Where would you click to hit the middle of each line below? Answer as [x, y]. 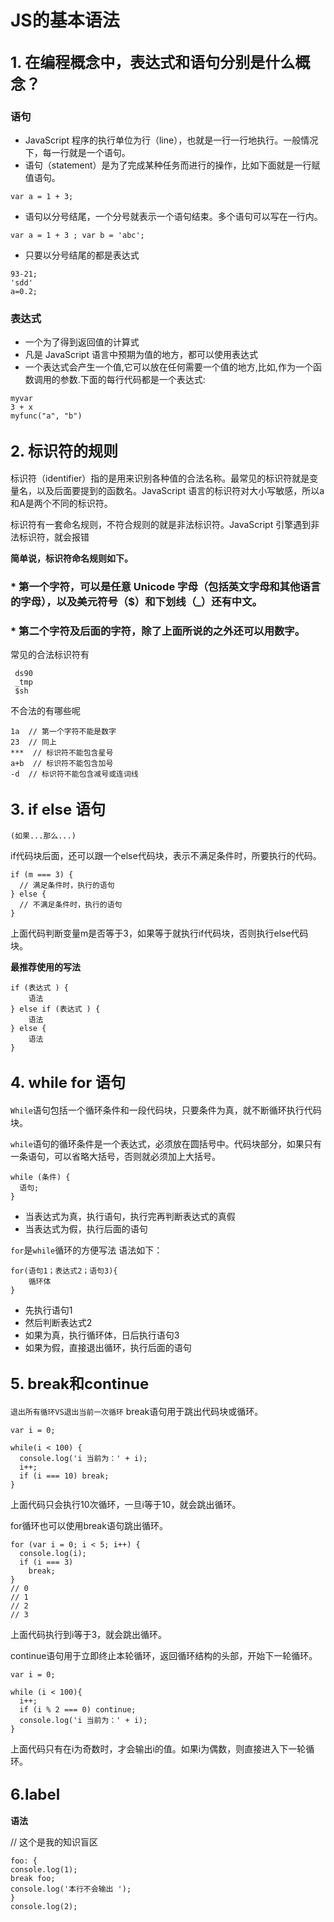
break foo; [33, 1879]
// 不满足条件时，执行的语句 [71, 905]
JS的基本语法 [65, 20]
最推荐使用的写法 [45, 967]
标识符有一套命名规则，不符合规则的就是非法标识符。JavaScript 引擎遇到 [161, 524]
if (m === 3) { [42, 875]
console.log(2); [44, 1907]
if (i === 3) [46, 1562]
